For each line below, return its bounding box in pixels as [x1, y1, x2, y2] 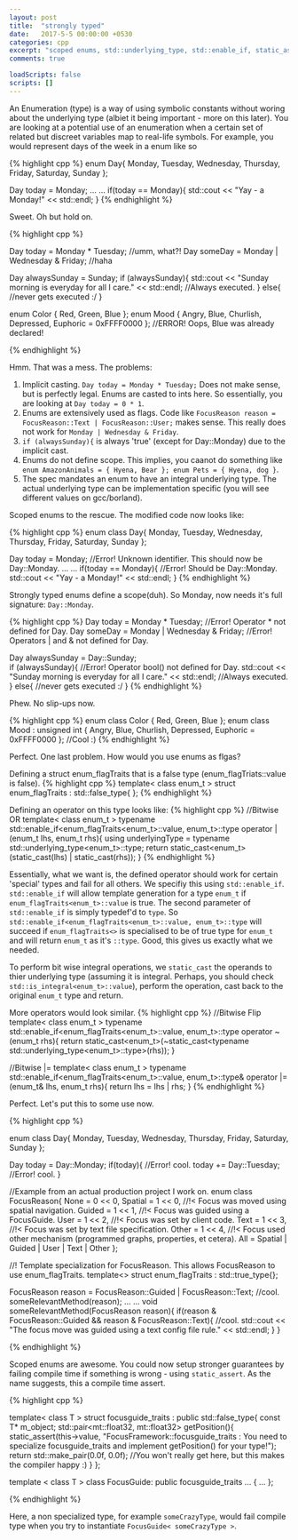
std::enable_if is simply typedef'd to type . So [9, 906, 179, 917]
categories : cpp [9, 37, 69, 47]
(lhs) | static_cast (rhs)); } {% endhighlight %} [51, 851, 216, 862]
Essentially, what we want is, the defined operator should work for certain [9, 868, 278, 880]
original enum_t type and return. [9, 990, 124, 1001]
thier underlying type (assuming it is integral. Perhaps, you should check [9, 970, 274, 982]
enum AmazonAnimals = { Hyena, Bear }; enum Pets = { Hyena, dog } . [21, 464, 279, 475]
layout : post [9, 12, 58, 22]
